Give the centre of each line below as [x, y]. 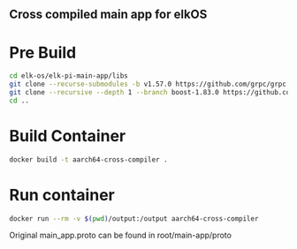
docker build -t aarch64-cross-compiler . [88, 159]
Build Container [68, 136]
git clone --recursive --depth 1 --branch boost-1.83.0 [114, 93]
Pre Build [43, 53]
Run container [62, 195]
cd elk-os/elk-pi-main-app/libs [69, 76]
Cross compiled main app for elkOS [108, 15]
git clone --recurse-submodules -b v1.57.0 [91, 84]
